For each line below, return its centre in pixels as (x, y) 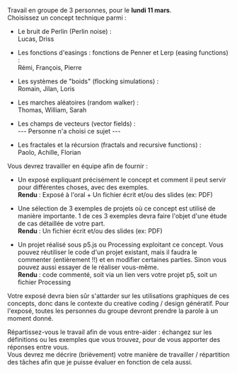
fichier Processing (44, 282)
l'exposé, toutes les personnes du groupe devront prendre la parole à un (113, 311)
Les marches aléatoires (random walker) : (78, 102)
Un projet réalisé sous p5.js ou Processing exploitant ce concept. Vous (121, 244)
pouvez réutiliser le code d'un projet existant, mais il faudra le (107, 252)
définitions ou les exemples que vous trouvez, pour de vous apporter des (114, 339)
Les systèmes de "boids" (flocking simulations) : (88, 81)
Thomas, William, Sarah (52, 110)
